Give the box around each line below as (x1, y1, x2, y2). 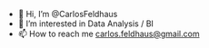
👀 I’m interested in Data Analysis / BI (17, 18, 154, 29)
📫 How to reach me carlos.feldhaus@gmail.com (17, 28, 200, 39)
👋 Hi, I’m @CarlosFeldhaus (17, 9, 118, 19)
